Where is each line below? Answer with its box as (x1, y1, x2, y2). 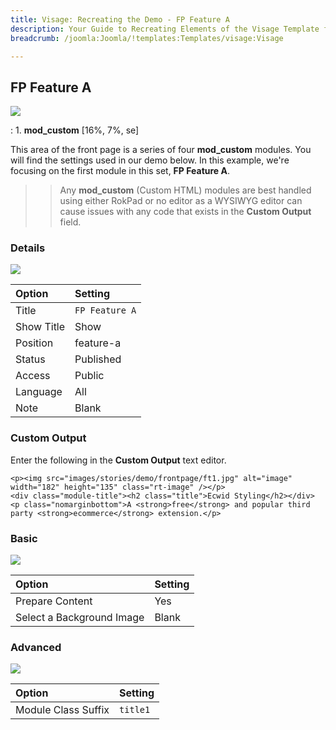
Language (15, 385, 63, 399)
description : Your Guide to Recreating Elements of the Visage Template (10, 24, 320, 34)
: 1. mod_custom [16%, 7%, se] (10, 124, 140, 136)
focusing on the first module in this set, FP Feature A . (10, 165, 230, 177)
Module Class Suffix (15, 703, 110, 717)
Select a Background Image (15, 611, 145, 625)
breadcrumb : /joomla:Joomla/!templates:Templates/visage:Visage (10, 33, 284, 43)
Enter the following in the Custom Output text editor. (10, 454, 227, 466)
